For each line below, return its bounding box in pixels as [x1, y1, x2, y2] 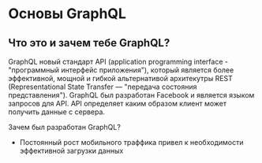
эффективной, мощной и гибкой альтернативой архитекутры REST [8, 74, 233, 83]
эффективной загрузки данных [19, 146, 124, 155]
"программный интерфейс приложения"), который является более [8, 65, 234, 75]
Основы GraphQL [8, 5, 126, 23]
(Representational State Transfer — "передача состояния [8, 82, 197, 91]
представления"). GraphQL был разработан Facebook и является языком [8, 91, 255, 99]
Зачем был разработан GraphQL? [8, 123, 121, 132]
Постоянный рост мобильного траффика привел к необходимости [19, 138, 244, 146]
